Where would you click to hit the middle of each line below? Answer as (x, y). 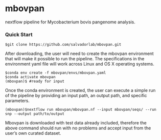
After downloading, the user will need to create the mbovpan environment (80, 53)
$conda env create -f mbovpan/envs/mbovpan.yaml (56, 73)
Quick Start (19, 35)
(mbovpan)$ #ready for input (35, 81)
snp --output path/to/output (35, 114)
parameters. (17, 101)
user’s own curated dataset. (33, 133)
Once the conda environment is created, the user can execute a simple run (80, 90)
